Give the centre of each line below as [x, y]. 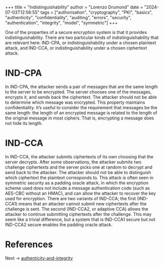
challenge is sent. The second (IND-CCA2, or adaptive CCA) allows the [77, 209]
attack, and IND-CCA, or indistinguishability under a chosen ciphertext [76, 48]
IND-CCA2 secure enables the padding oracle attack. [59, 224]
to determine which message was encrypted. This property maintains [75, 102]
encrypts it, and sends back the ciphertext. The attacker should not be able [81, 97]
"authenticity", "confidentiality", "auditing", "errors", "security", [68, 17]
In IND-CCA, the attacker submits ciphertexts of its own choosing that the [79, 156]
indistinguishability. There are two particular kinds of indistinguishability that [82, 37]
